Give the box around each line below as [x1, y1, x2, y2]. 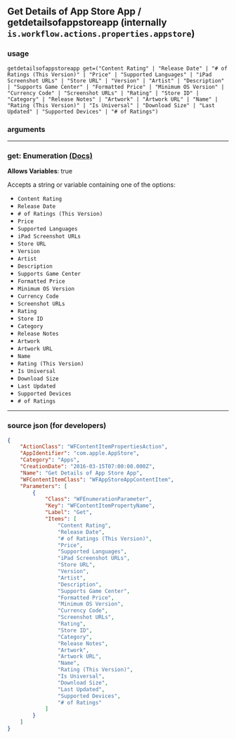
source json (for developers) [7, 421, 107, 431]
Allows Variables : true [7, 167, 72, 176]
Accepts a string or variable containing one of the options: [7, 181, 176, 189]
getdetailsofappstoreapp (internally [7, 17, 167, 29]
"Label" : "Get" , [44, 509, 93, 516]
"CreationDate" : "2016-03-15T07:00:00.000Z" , [20, 463, 156, 470]
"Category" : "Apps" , [20, 456, 80, 464]
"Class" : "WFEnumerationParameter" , [44, 496, 152, 503]
